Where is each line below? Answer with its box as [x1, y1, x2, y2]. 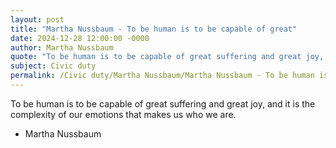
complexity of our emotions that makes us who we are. [10, 108, 237, 120]
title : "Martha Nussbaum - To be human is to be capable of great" [10, 24, 298, 34]
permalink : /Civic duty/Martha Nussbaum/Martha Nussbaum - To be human [10, 71, 315, 81]
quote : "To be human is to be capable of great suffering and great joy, [10, 52, 325, 62]
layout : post [10, 14, 65, 25]
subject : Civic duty [10, 61, 97, 71]
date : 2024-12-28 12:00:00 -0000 [10, 33, 150, 43]
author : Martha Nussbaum [10, 42, 114, 53]
